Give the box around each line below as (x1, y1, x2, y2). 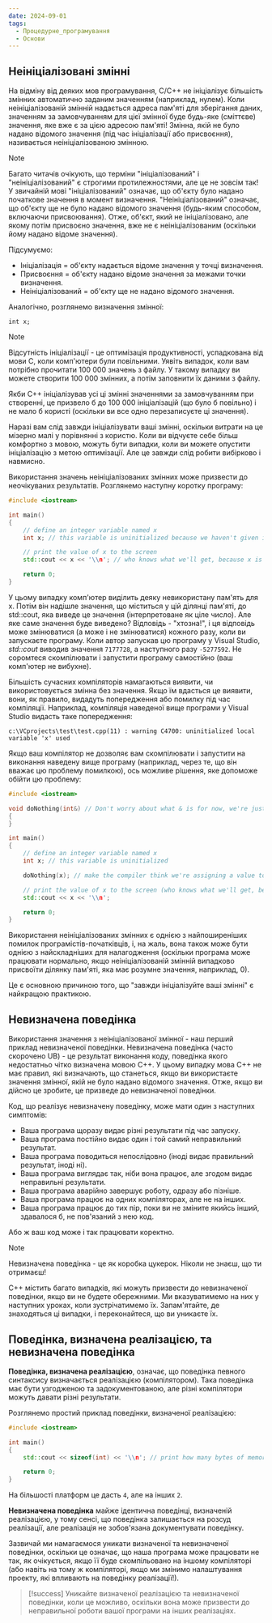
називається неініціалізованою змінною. (8, 138, 150, 147)
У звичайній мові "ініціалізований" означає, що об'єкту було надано (8, 186, 244, 196)
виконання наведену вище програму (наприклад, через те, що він (8, 756, 237, 766)
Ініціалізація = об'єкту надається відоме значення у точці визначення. (19, 261, 264, 270)
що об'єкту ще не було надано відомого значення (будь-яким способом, (8, 203, 261, 213)
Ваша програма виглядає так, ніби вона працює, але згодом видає (19, 1169, 253, 1178)
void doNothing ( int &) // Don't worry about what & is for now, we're (8, 804, 249, 812)
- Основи (15, 34, 45, 43)
